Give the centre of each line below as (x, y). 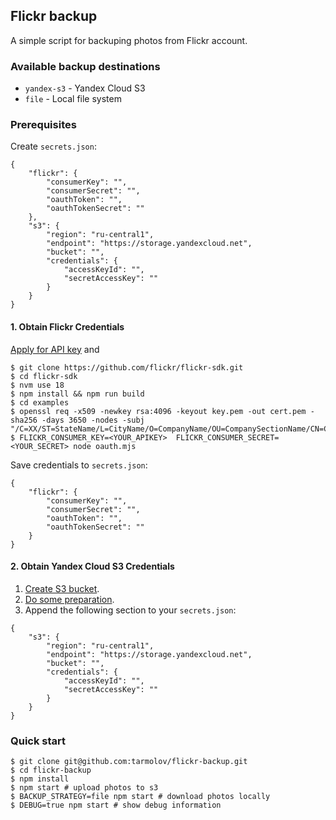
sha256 (24, 420)
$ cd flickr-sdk (44, 376)
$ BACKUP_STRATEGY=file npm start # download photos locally (140, 797)
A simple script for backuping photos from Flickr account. (129, 40)
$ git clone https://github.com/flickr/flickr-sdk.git (127, 367)
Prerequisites (43, 125)
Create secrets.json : (53, 146)
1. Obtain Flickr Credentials (67, 327)
